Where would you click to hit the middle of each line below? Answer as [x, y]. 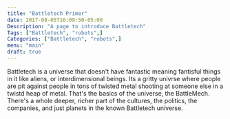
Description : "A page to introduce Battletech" [77, 26]
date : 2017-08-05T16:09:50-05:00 [55, 20]
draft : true [24, 52]
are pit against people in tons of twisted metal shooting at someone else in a [115, 86]
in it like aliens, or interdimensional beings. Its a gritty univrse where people [114, 78]
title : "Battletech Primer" [48, 13]
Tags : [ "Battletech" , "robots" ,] [55, 33]
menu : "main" [26, 45]
